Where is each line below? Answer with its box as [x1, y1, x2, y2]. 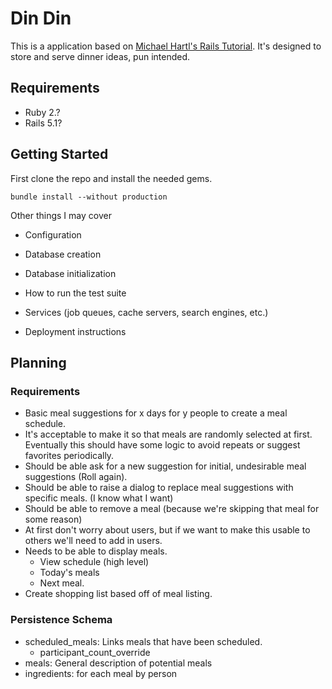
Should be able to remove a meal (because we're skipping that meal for [24, 503, 320, 515]
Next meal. [39, 577, 85, 589]
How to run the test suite [24, 287, 127, 299]
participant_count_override [39, 646, 151, 658]
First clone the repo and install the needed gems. [10, 172, 213, 184]
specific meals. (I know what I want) [24, 492, 174, 504]
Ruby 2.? [24, 106, 61, 118]
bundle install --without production [10, 192, 168, 202]
